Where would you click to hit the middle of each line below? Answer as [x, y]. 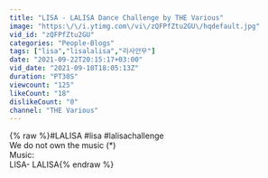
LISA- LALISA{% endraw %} [62, 164]
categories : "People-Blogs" [62, 43]
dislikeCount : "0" [44, 102]
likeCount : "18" [40, 93]
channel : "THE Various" [54, 110]
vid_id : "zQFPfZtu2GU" [52, 34]
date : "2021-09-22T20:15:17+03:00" [76, 60]
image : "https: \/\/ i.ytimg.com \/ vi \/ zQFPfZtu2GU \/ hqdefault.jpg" [134, 26]
